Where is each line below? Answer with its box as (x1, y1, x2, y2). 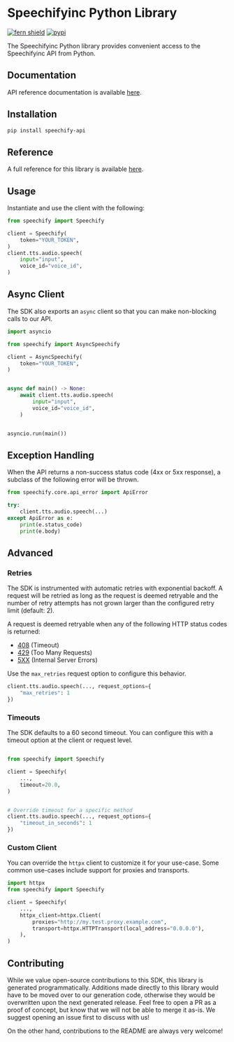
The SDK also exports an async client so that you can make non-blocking (7, 307, 217, 315)
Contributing (7, 957, 64, 969)
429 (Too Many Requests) (17, 648, 93, 657)
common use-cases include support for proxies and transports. (7, 866, 190, 875)
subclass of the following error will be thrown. (7, 475, 139, 484)
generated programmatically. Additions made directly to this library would (7, 983, 219, 992)
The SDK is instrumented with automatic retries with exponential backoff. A (7, 584, 224, 593)
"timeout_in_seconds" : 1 (20, 820, 92, 827)
